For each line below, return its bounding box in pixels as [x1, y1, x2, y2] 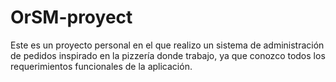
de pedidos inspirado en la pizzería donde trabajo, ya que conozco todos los [10, 49, 326, 61]
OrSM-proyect [10, 6, 133, 29]
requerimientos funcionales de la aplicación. [10, 60, 193, 72]
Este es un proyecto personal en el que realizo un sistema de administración [10, 39, 325, 51]
